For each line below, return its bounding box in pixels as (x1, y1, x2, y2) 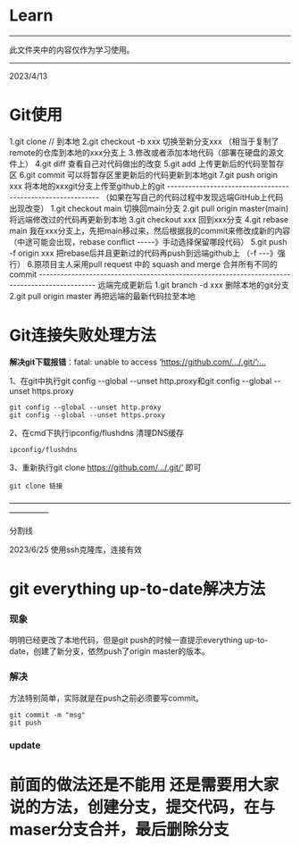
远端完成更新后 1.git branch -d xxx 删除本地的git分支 (97, 279, 290, 290)
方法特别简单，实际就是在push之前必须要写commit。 (9, 692, 204, 703)
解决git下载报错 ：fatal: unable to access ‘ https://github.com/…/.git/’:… (9, 356, 266, 367)
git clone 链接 (9, 482, 63, 490)
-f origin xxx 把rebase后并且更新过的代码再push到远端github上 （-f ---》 (9, 247, 279, 258)
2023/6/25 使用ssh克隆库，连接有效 (9, 544, 143, 555)
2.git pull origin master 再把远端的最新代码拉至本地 (9, 290, 196, 301)
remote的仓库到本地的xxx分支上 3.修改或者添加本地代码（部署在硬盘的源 (9, 147, 277, 157)
